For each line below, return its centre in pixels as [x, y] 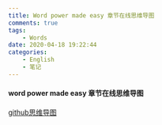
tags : [17, 30]
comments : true [33, 23]
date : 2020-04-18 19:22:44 [53, 45]
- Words [35, 38]
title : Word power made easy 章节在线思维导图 [81, 15]
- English [39, 60]
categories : [28, 52]
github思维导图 [32, 112]
